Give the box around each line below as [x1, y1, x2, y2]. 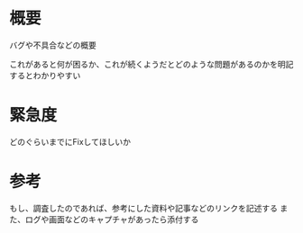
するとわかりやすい [9, 69, 81, 81]
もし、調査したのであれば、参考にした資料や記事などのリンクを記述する [9, 202, 278, 213]
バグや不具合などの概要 [9, 40, 96, 50]
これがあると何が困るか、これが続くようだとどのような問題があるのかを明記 [9, 58, 294, 69]
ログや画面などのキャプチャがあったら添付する [24, 213, 199, 225]
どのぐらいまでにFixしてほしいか [9, 136, 131, 147]
